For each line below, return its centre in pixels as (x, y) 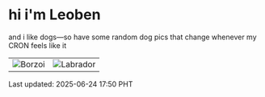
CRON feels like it (38, 45)
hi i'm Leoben (55, 15)
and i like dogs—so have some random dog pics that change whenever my (132, 37)
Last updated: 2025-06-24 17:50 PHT (71, 84)
